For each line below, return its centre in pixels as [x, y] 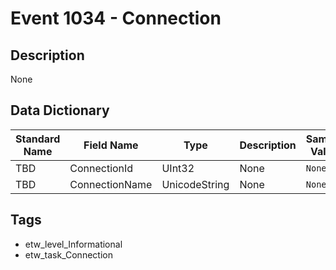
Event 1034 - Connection [116, 18]
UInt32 [178, 168]
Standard [38, 139]
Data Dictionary [60, 110]
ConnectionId [101, 168]
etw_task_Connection [68, 254]
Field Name [111, 145]
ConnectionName [111, 184]
